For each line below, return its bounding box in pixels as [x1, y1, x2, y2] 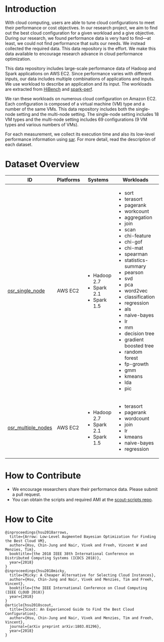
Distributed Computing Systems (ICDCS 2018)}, [5, 555, 102, 560]
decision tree [124, 330, 155, 337]
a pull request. [12, 491, 41, 497]
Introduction [5, 3, 57, 15]
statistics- [124, 257, 148, 264]
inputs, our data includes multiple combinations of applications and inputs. [5, 76, 155, 82]
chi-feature [124, 232, 151, 239]
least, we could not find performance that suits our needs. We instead [5, 40, 145, 46]
